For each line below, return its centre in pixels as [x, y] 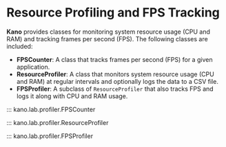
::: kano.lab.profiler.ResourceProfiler [58, 122]
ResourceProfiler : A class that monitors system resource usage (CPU [115, 74]
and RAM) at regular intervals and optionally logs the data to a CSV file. [117, 81]
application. [33, 67]
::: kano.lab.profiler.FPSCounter [51, 109]
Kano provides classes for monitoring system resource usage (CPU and [109, 32]
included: [20, 46]
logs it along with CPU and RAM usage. [72, 96]
